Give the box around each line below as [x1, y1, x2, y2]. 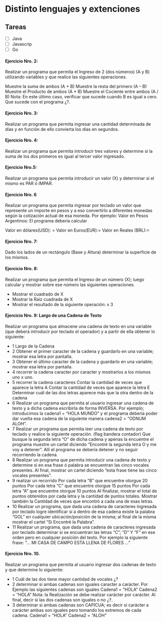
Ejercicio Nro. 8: [5, 266, 38, 271]
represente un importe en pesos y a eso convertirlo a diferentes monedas [5, 208, 153, 214]
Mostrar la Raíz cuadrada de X [12, 296, 73, 302]
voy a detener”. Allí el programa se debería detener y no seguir [12, 446, 138, 452]
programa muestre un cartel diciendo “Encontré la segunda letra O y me [12, 441, 157, 447]
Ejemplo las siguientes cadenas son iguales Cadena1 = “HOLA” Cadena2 [12, 586, 157, 592]
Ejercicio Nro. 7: [5, 238, 38, 244]
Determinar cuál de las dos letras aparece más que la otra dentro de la [12, 389, 153, 395]
